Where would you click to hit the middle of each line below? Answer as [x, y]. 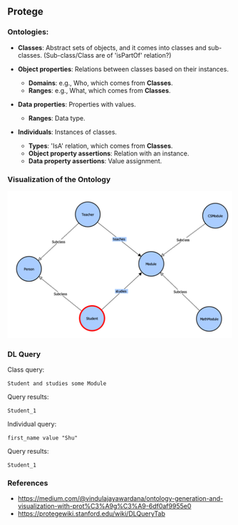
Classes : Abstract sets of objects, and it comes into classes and [112, 47]
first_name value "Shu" [43, 438]
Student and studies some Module [57, 384]
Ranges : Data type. [57, 118]
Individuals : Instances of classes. [67, 132]
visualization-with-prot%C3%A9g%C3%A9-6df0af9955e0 [104, 506]
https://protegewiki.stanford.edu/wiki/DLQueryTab [92, 514]
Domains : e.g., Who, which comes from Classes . [100, 83]
